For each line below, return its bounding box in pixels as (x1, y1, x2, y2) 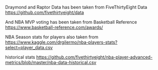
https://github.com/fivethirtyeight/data (5, 9, 84, 15)
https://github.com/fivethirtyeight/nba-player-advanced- (36, 54, 153, 60)
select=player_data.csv (5, 45, 53, 50)
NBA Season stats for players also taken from (5, 34, 99, 40)
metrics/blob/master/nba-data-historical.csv (5, 60, 97, 65)
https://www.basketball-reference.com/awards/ (5, 24, 103, 30)
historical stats (5, 54, 35, 60)
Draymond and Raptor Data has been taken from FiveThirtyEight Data (5, 4, 148, 10)
